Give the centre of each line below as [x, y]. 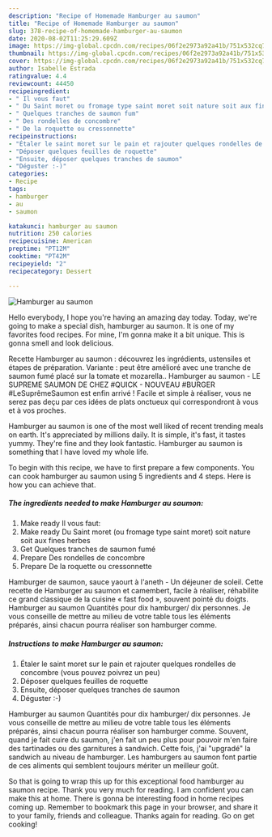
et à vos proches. [37, 410]
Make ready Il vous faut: [60, 524]
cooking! [23, 824]
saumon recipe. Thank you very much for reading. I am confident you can [131, 790]
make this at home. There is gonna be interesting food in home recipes [126, 799]
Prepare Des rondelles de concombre [83, 558]
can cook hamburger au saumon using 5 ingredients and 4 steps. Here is [130, 476]
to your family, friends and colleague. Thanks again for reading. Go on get [132, 816]
